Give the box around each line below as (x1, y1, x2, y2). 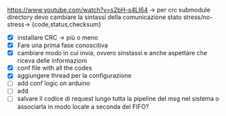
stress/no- (183, 13, 213, 21)
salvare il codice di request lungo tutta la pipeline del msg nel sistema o (16, 95, 220, 103)
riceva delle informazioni (16, 57, 87, 65)
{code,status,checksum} (32, 20, 102, 28)
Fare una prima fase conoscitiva (16, 41, 109, 50)
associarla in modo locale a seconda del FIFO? (16, 102, 149, 111)
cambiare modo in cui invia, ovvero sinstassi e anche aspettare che (16, 49, 207, 57)
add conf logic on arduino (16, 79, 91, 87)
